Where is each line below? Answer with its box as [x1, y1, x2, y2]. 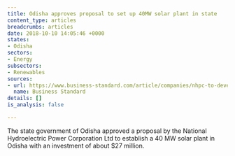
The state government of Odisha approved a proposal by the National [7, 127, 208, 135]
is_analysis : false [7, 101, 64, 108]
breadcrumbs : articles [7, 23, 73, 30]
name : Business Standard [13, 88, 86, 95]
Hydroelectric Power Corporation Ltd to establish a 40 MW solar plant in [7, 134, 215, 142]
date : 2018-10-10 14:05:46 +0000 [7, 29, 105, 37]
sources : [7, 75, 33, 83]
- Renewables [7, 69, 45, 76]
